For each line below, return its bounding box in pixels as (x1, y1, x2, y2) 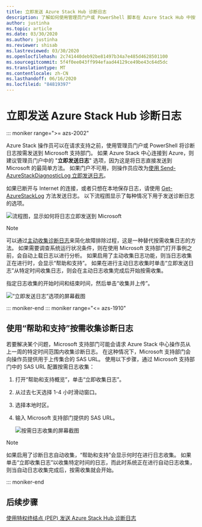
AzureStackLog (6, 192, 44, 199)
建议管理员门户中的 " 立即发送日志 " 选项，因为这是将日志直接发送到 (6, 157, 173, 164)
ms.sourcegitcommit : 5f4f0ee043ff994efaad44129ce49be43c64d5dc (6, 59, 168, 65)
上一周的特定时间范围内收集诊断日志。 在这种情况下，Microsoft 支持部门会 (6, 348, 191, 355)
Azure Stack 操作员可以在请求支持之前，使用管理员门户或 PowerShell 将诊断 (6, 142, 195, 149)
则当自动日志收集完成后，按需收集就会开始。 (6, 466, 117, 474)
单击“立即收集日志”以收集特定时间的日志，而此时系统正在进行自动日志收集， (6, 458, 195, 466)
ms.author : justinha (6, 37, 58, 43)
